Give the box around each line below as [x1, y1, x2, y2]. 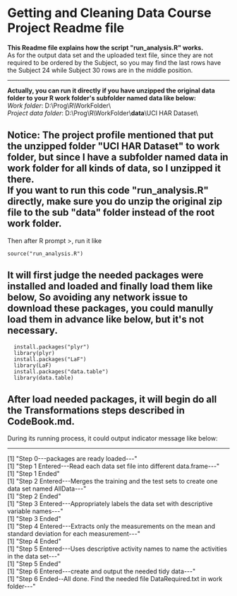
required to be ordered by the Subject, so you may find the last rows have [7, 58, 221, 66]
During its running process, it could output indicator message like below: [7, 434, 218, 443]
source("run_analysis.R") [7, 250, 83, 257]
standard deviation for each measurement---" [7, 530, 141, 538]
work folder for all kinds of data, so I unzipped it [7, 163, 221, 175]
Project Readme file [7, 20, 125, 36]
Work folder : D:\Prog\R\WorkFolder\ [7, 101, 111, 110]
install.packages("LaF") [13, 356, 87, 363]
